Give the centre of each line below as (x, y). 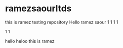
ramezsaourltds (38, 9)
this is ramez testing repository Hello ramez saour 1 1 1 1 (62, 22)
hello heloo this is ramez (30, 41)
